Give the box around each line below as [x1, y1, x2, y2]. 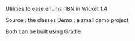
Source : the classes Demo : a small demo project [5, 17, 129, 23]
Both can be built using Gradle [5, 28, 81, 35]
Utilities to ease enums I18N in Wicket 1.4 [5, 5, 108, 12]
